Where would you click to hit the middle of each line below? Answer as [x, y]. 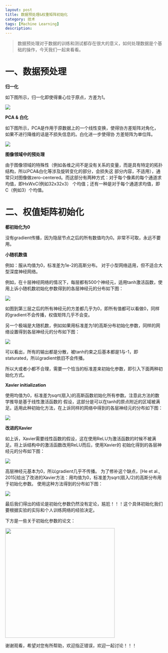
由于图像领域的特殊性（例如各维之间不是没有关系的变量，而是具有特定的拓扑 [84, 165]
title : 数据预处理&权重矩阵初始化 [36, 15]
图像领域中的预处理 [25, 154]
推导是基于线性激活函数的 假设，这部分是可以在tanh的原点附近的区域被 [82, 401]
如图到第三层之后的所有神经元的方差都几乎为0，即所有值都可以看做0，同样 [82, 308]
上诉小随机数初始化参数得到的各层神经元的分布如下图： [66, 288]
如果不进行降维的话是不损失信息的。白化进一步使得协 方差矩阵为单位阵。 [80, 134]
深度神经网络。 [25, 272]
